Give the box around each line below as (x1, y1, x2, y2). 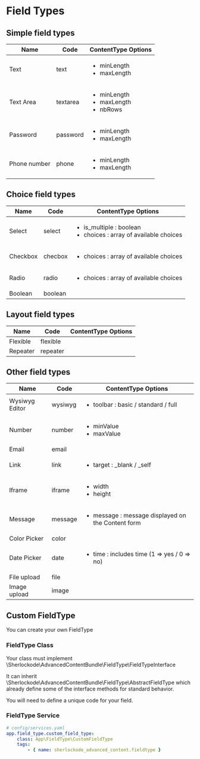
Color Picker (9, 534, 44, 542)
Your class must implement (6, 654, 73, 661)
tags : (17, 742, 31, 748)
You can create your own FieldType (6, 626, 93, 633)
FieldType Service (6, 711, 60, 720)
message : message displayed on (93, 512, 186, 520)
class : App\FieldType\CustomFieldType (17, 736, 113, 742)
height (93, 490, 111, 498)
